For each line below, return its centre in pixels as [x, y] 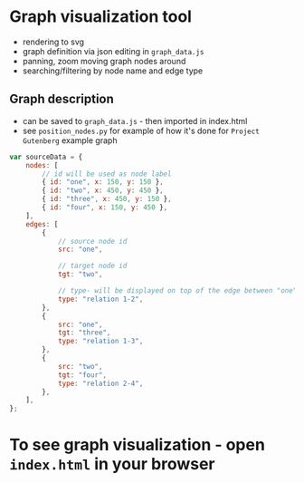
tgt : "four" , [82, 375]
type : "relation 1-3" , [100, 342]
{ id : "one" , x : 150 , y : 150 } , [103, 182]
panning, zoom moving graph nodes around [104, 61]
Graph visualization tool [101, 17]
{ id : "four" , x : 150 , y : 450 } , [105, 208]
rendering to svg [53, 42]
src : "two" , [80, 366]
